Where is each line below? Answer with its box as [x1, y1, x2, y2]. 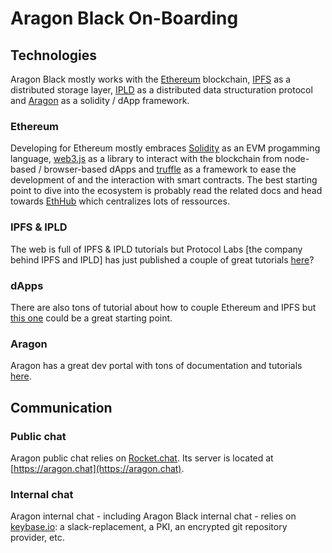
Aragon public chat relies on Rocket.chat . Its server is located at [10, 452, 274, 464]
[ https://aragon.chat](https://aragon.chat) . [10, 462, 185, 474]
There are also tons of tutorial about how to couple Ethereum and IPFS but [10, 301, 317, 313]
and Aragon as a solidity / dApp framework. [10, 95, 190, 106]
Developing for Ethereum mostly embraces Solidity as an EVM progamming [10, 142, 321, 154]
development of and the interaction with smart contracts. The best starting [10, 174, 318, 186]
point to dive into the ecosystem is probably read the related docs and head [10, 185, 323, 197]
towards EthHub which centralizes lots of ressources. [10, 195, 230, 207]
